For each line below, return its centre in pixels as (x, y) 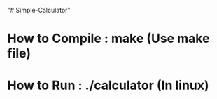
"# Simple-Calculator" (39, 10)
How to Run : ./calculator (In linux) (108, 85)
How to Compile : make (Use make (108, 39)
